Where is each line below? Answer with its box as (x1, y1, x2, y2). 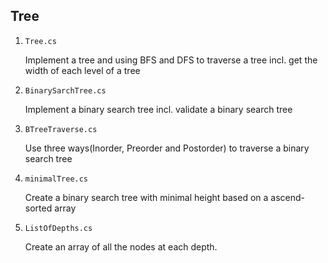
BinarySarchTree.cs (24, 85, 107, 96)
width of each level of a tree (24, 64, 141, 76)
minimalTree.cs (24, 174, 89, 184)
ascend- (270, 191, 305, 203)
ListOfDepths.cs (24, 223, 93, 233)
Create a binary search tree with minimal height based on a (24, 191, 269, 203)
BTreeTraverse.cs (24, 124, 98, 134)
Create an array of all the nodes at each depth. (24, 240, 218, 253)
